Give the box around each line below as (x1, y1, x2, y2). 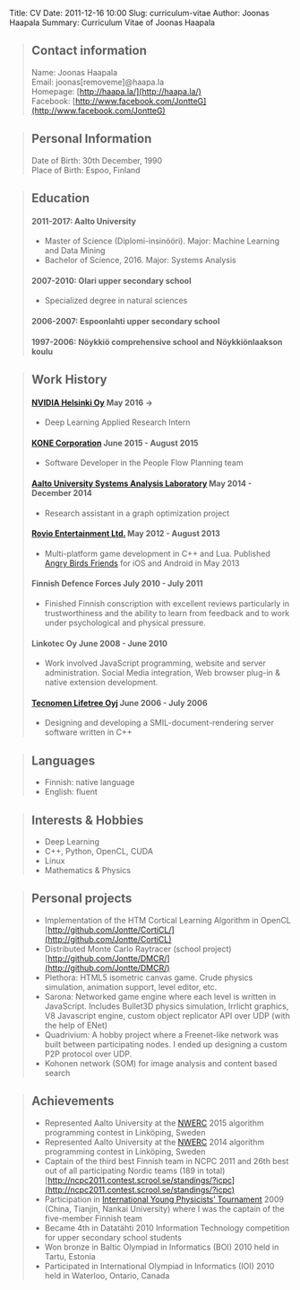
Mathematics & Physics (44, 865, 132, 876)
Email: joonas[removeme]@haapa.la (30, 76, 164, 87)
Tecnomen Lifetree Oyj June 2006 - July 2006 (30, 697, 208, 708)
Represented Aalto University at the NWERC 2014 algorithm (44, 1136, 265, 1147)
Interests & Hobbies (30, 812, 144, 827)
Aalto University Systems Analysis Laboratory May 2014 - (30, 478, 253, 489)
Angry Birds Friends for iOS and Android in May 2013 (44, 557, 240, 569)
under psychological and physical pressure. (44, 617, 206, 628)
